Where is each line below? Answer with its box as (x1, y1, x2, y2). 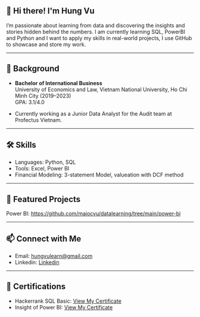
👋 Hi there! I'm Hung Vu (6, 6, 95, 16)
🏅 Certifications (6, 281, 66, 292)
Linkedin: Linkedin (14, 259, 60, 266)
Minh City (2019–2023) (14, 92, 71, 99)
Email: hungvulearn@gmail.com (14, 253, 93, 260)
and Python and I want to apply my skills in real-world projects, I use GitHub (6, 34, 192, 42)
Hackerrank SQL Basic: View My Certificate (14, 297, 122, 304)
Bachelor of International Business (14, 79, 102, 86)
